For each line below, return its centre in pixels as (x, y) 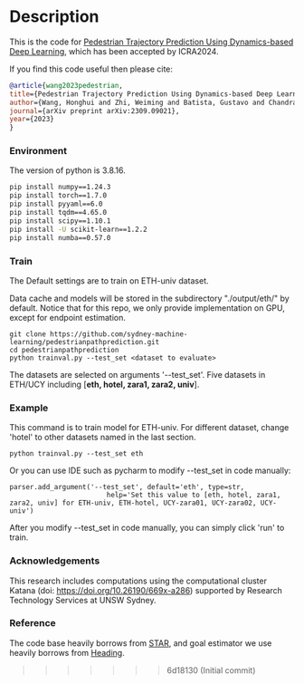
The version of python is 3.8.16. (68, 170)
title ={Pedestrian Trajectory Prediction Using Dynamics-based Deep (141, 94)
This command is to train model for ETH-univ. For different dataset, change (149, 428)
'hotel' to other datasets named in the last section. (103, 438)
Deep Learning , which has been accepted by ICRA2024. (114, 51)
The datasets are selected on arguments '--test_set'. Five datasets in (138, 374)
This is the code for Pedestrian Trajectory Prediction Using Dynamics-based (152, 42)
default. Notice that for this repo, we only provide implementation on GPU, (147, 308)
